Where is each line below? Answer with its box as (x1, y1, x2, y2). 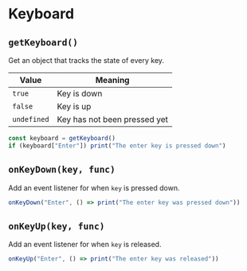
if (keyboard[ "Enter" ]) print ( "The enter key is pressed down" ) (8, 141, 226, 150)
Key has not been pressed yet (57, 114, 169, 124)
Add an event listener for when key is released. (8, 240, 162, 249)
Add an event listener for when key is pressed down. (8, 183, 180, 192)
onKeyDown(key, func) (8, 164, 116, 175)
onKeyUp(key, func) (8, 220, 105, 232)
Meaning (95, 75, 130, 85)
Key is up (57, 101, 92, 112)
